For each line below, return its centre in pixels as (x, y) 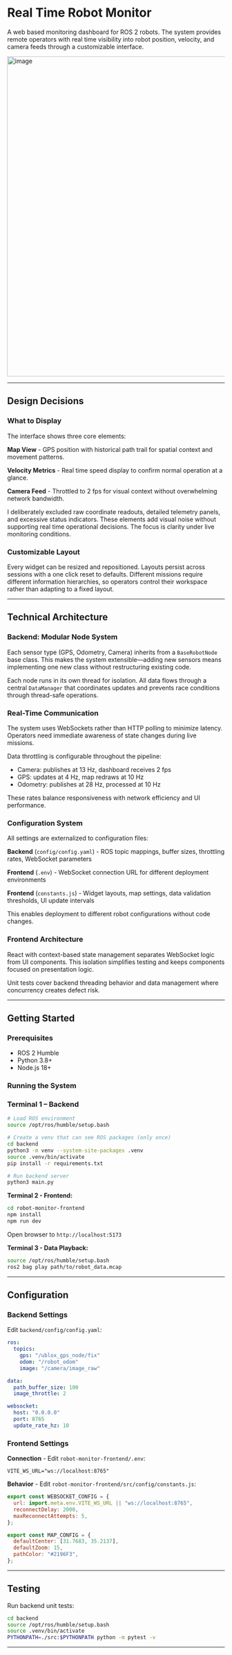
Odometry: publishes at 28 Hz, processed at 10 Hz (89, 784)
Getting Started (41, 1018)
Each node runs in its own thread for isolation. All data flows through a (107, 680)
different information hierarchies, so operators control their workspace (107, 581)
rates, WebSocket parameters (49, 859)
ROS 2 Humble (38, 1053)
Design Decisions (46, 401)
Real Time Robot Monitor (79, 13)
